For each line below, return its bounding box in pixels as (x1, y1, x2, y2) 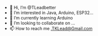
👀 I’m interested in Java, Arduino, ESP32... (9, 10, 94, 16)
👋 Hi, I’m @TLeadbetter (9, 5, 56, 10)
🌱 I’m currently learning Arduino (9, 15, 73, 20)
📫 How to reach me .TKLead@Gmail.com (9, 26, 93, 31)
